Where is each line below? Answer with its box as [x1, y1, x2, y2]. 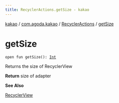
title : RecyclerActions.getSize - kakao [5, 7, 90, 12]
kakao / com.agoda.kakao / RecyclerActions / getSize [5, 21, 114, 27]
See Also [5, 82, 24, 88]
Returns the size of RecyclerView [5, 63, 73, 69]
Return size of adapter [5, 73, 51, 79]
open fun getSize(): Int [5, 54, 56, 59]
